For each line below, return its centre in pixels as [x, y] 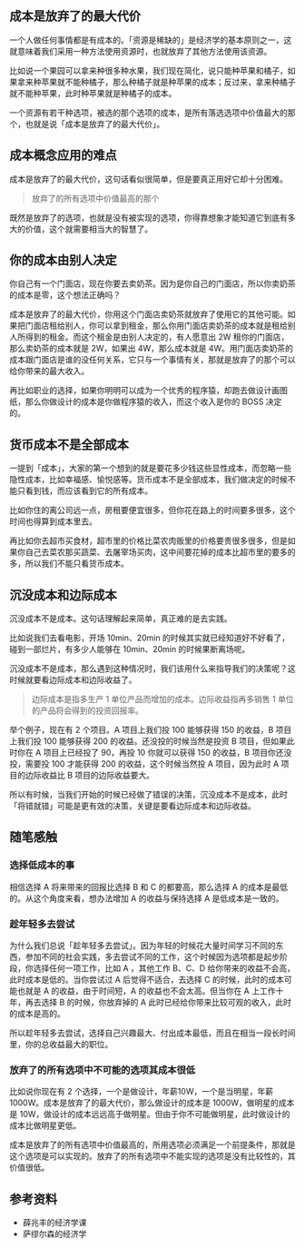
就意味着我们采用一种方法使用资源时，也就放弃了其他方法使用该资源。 [141, 51]
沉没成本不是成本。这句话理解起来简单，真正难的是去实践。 [121, 619]
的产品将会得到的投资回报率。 [87, 710]
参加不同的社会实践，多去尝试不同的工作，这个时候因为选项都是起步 [152, 957]
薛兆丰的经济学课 [54, 1223]
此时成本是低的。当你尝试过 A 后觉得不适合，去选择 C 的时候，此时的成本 [147, 980]
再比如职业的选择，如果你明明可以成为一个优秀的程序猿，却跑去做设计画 [144, 391]
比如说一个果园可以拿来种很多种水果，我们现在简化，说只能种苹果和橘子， [148, 70]
